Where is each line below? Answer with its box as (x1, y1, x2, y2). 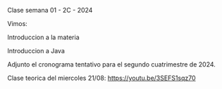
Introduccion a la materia (7, 33, 80, 41)
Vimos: (7, 20, 28, 27)
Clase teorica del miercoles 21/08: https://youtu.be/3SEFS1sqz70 (7, 74, 196, 82)
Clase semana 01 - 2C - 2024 (7, 6, 93, 14)
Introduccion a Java (7, 47, 65, 55)
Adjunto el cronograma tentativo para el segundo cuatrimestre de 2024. (7, 60, 216, 69)
